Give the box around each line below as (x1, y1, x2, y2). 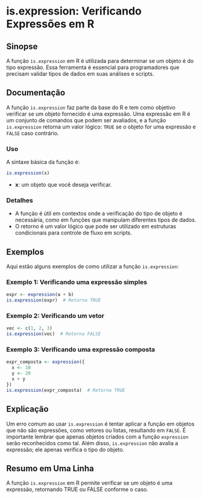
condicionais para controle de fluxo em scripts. (14, 229, 133, 237)
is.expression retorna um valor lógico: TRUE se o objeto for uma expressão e (6, 123, 196, 130)
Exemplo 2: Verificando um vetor (6, 312, 104, 320)
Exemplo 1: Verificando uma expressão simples (6, 278, 148, 286)
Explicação (6, 404, 49, 414)
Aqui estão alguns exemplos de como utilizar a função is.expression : (6, 263, 179, 270)
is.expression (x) (6, 170, 50, 176)
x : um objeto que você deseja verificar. (14, 180, 112, 188)
